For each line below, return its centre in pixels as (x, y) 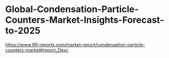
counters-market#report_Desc (37, 50)
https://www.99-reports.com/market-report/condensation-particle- (75, 44)
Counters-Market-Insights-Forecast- (85, 20)
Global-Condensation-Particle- (72, 9)
